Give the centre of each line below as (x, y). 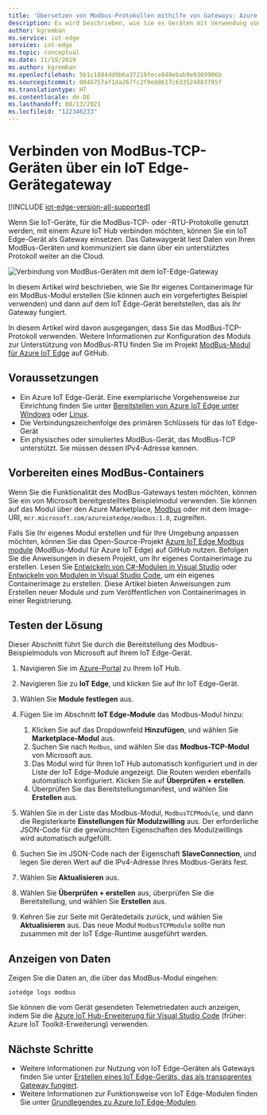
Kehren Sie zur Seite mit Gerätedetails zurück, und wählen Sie (121, 917)
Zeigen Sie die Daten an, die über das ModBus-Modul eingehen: (113, 978)
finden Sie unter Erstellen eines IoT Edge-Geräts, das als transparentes (136, 1077)
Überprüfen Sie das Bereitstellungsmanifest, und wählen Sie (130, 789)
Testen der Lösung (56, 625)
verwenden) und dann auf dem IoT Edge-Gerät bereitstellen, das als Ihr (125, 304)
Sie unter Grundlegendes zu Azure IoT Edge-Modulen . (108, 1102)
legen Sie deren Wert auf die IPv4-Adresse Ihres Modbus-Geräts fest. (134, 862)
